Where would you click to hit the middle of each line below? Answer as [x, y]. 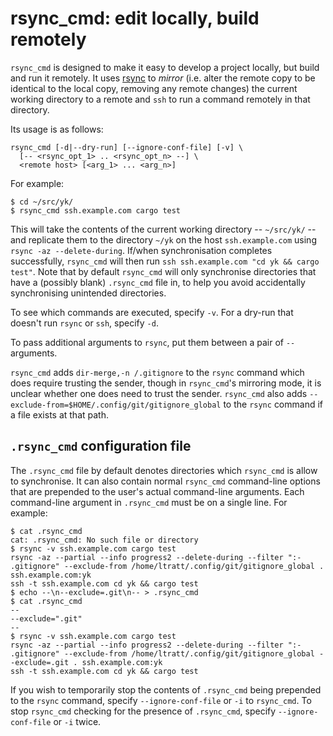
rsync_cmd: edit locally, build [135, 18]
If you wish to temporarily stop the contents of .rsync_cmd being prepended [166, 689]
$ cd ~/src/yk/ [42, 202]
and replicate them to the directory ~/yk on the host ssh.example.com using [163, 239]
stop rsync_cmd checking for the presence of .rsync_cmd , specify [143, 711]
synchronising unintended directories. [88, 293]
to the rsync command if [273, 404]
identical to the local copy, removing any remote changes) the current [154, 88]
